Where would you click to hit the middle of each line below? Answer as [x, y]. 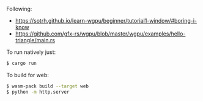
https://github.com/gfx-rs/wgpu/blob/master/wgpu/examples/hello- [100, 34]
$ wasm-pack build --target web [47, 86]
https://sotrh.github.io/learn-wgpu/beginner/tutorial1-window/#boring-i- [106, 21]
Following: [19, 9]
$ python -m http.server [38, 92]
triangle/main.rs [35, 40]
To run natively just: [31, 52]
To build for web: [28, 75]
